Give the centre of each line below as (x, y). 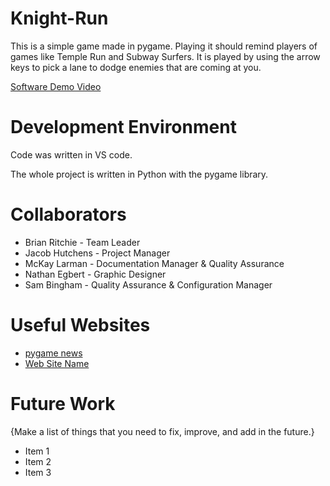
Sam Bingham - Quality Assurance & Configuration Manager (148, 284)
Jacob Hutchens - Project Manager (97, 253)
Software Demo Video (56, 86)
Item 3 (38, 472)
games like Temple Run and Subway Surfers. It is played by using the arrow (165, 56)
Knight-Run (59, 18)
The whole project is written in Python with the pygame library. (139, 174)
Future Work (63, 403)
